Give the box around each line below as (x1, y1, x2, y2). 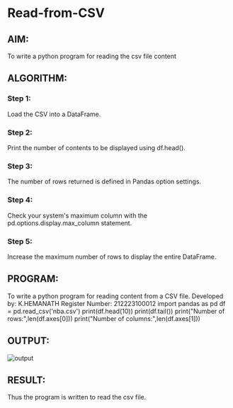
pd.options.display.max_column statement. (7, 218, 132, 227)
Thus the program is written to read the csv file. (7, 393, 147, 402)
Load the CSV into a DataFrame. (7, 110, 101, 118)
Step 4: (7, 195, 33, 205)
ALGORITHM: (7, 72, 67, 84)
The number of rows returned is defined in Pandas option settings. (7, 177, 202, 186)
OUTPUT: (7, 335, 50, 347)
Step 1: (7, 93, 31, 103)
